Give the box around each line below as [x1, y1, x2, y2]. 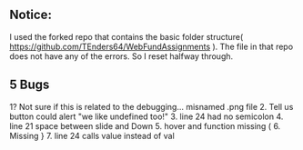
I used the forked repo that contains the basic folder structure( [9, 31, 244, 42]
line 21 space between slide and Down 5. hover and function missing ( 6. [9, 120, 281, 131]
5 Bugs [9, 77, 50, 93]
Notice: [9, 7, 53, 23]
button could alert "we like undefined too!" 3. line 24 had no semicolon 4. [9, 111, 284, 122]
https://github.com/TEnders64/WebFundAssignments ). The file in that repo [9, 41, 294, 52]
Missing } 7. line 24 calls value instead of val [9, 130, 175, 141]
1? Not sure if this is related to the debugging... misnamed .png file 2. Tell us [9, 101, 294, 112]
